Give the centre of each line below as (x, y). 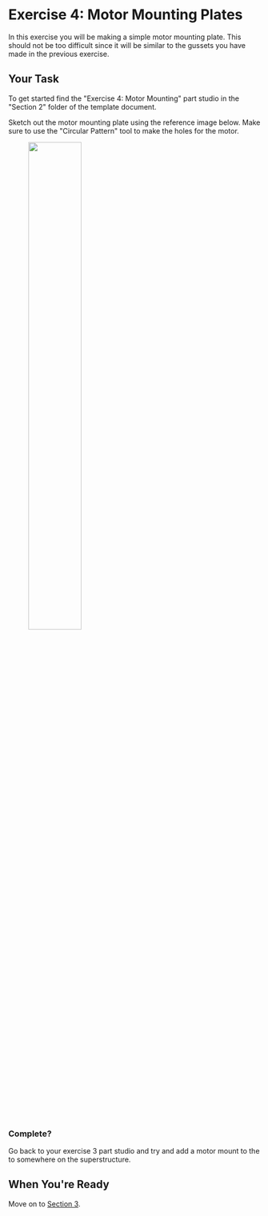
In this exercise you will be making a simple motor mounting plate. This (125, 37)
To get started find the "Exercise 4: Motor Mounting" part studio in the (124, 98)
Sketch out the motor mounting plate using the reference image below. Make (134, 122)
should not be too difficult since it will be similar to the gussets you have (127, 45)
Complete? (30, 1134)
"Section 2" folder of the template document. (82, 106)
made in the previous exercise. (59, 54)
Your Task (34, 79)
